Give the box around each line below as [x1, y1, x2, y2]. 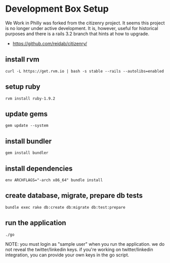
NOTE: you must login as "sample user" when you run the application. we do [5, 241, 165, 247]
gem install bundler [5, 150, 49, 155]
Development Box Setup [5, 3, 109, 15]
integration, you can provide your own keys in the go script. [5, 252, 130, 258]
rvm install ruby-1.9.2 [5, 96, 56, 101]
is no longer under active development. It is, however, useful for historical [5, 25, 158, 31]
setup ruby [5, 82, 40, 91]
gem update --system [5, 123, 49, 128]
